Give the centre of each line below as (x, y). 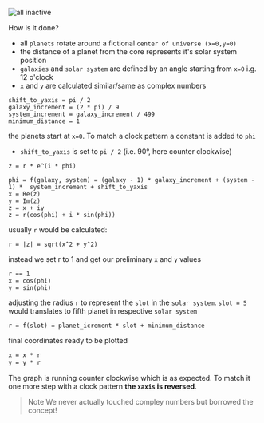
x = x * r (25, 355)
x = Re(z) (25, 194)
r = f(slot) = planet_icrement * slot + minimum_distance (106, 326)
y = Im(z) (25, 201)
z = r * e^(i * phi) (43, 166)
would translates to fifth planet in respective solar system (103, 311)
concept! (42, 410)
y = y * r (25, 362)
